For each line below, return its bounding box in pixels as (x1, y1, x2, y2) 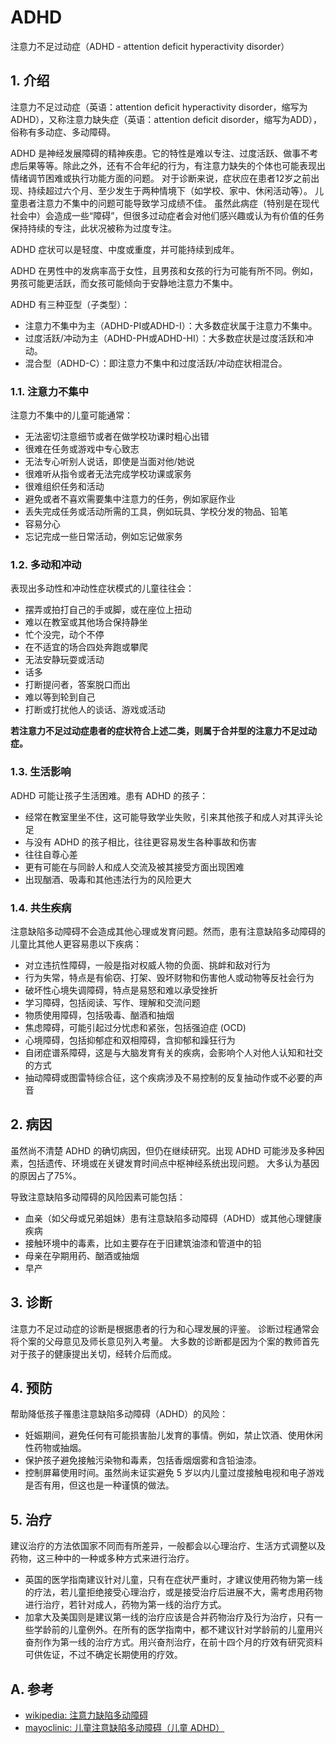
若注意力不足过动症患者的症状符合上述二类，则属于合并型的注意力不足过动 (10, 725, 317, 737)
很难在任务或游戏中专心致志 (24, 443, 140, 455)
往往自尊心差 (24, 848, 78, 860)
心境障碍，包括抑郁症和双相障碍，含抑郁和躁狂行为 (24, 1034, 236, 1046)
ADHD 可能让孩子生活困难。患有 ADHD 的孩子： (10, 789, 209, 801)
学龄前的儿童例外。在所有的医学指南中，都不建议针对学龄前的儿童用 (33, 1624, 315, 1636)
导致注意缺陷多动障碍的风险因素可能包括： (10, 1191, 186, 1203)
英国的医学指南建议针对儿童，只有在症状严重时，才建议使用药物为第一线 (24, 1574, 323, 1586)
